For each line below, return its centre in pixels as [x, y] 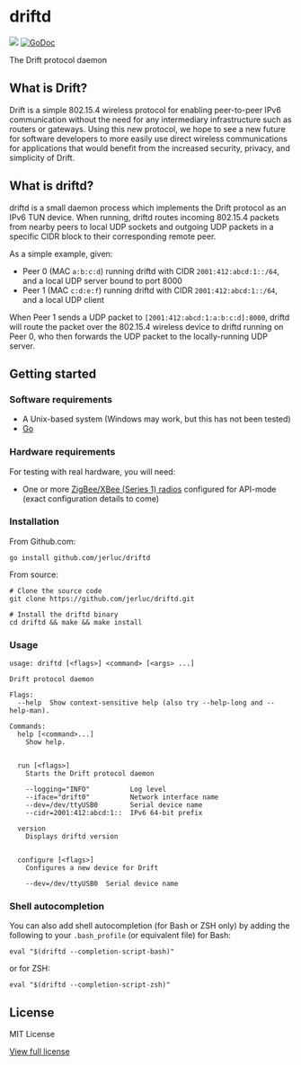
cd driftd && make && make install [76, 622]
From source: [34, 574]
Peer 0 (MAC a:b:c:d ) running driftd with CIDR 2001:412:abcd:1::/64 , [151, 271]
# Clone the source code [56, 590]
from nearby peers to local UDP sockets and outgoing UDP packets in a [142, 226]
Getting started [53, 373]
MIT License [32, 1034]
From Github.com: [43, 541]
